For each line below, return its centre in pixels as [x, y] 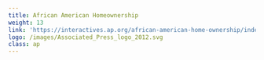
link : [17, 30]
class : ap [24, 44]
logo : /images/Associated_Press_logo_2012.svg [86, 37]
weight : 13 [26, 23]
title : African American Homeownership [73, 15]
